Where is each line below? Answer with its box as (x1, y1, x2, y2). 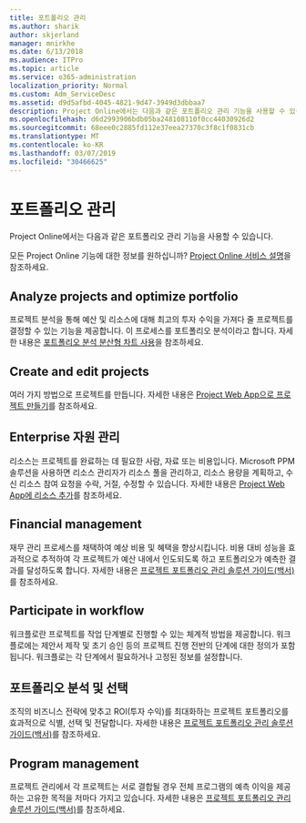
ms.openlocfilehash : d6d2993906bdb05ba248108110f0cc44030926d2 (9, 115, 255, 124)
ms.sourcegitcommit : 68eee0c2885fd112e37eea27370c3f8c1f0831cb (9, 124, 255, 133)
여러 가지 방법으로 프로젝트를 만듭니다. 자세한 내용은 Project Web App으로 (9, 389, 275, 401)
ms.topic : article (9, 65, 79, 74)
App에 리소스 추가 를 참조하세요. (9, 489, 123, 501)
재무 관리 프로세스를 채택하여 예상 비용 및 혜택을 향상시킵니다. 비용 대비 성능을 (9, 542, 287, 553)
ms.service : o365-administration (9, 73, 137, 82)
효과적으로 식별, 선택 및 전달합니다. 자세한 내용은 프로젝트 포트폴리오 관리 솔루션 (9, 717, 294, 728)
